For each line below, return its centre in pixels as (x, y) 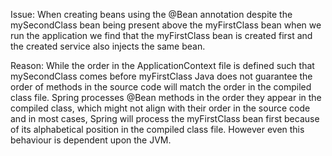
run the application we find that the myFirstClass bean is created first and (161, 35)
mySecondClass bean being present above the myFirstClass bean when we (166, 25)
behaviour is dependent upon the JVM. (91, 140)
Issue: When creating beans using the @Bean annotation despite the (151, 14)
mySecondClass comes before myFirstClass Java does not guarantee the (161, 76)
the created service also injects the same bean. (108, 46)
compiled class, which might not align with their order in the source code (160, 108)
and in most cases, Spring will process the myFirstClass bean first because (165, 118)
